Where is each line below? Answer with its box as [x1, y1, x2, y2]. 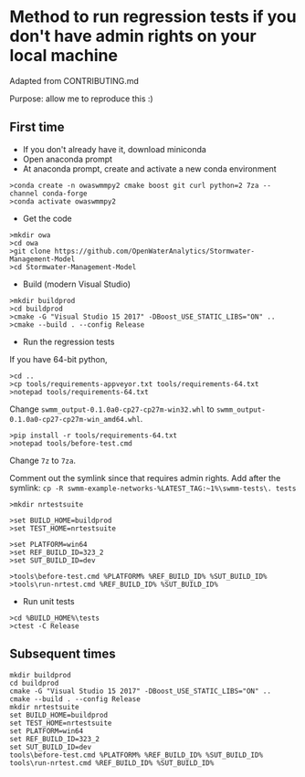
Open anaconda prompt [22, 153, 112, 164]
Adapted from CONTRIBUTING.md [9, 75, 140, 86]
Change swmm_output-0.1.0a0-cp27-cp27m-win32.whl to [9, 404, 215, 415]
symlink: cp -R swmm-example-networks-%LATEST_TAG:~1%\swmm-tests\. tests [9, 482, 297, 493]
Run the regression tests [22, 336, 115, 347]
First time [9, 120, 66, 135]
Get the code [22, 213, 73, 224]
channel [9, 189, 39, 198]
